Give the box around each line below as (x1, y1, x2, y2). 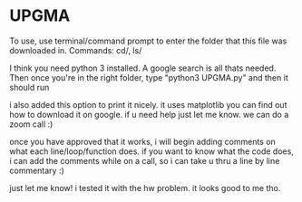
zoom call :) (9, 119, 54, 130)
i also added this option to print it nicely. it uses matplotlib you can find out (9, 99, 287, 110)
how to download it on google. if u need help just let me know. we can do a (9, 109, 289, 120)
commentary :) (9, 165, 65, 176)
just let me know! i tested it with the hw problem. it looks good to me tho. (9, 182, 281, 193)
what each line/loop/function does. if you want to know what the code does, (9, 146, 295, 157)
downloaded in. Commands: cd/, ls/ (9, 44, 142, 55)
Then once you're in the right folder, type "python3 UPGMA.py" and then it (9, 72, 288, 82)
